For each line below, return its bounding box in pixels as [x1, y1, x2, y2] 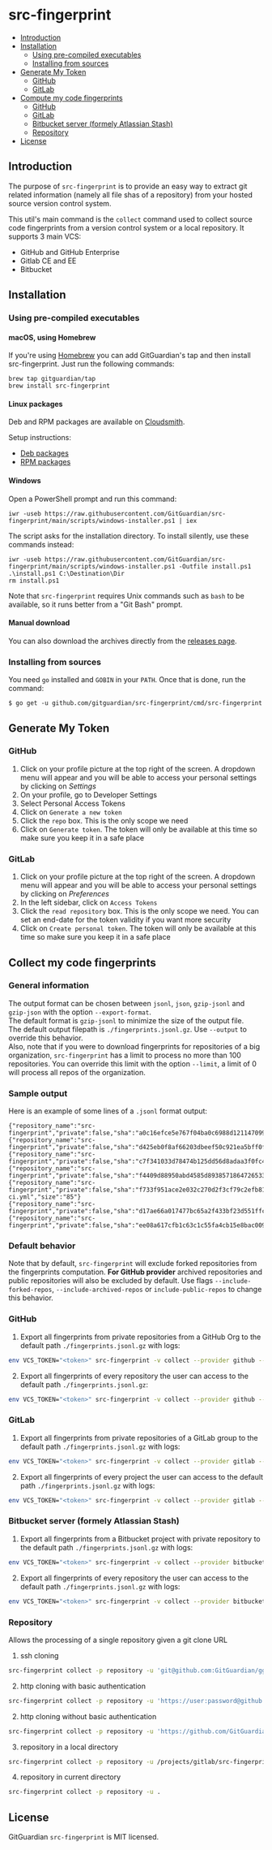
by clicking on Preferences [19, 889, 109, 899]
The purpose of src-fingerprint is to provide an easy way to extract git [8, 181, 248, 191]
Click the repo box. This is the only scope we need [19, 815, 189, 825]
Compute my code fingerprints [19, 93, 123, 102]
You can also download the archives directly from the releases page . [8, 636, 237, 646]
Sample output [8, 1087, 68, 1099]
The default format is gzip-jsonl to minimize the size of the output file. [8, 1015, 244, 1025]
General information [8, 980, 89, 992]
